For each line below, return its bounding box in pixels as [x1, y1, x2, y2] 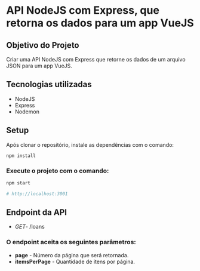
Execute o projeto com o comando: [6, 167, 109, 175]
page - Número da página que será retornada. [14, 251, 129, 258]
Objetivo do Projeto [6, 40, 79, 50]
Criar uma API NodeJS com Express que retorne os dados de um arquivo [6, 56, 186, 63]
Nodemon [14, 108, 40, 115]
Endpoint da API [6, 207, 67, 218]
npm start [6, 180, 31, 186]
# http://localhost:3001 [6, 190, 68, 197]
